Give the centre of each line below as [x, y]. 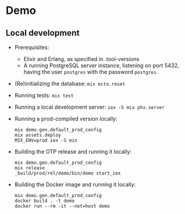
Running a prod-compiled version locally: [66, 119]
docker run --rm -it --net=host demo [62, 206]
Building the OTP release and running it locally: [73, 151]
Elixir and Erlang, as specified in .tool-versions [82, 59]
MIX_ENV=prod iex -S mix [46, 140]
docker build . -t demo [45, 201]
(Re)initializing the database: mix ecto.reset [70, 83]
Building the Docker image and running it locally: [75, 184]
